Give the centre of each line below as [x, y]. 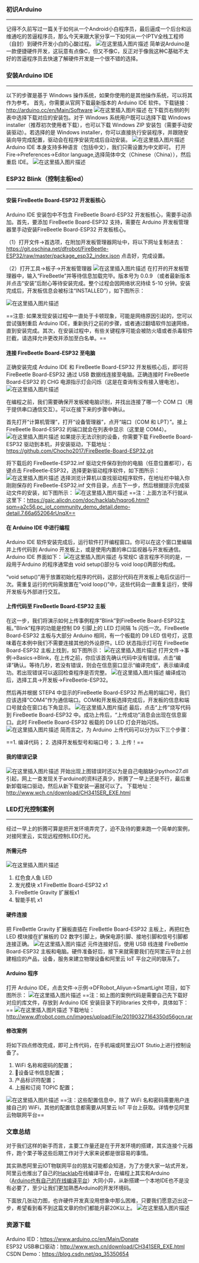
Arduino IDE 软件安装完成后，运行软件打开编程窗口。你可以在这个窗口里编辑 [99, 542]
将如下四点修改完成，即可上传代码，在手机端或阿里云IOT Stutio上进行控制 [96, 1045]
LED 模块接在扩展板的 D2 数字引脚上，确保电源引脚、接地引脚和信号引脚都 [97, 936]
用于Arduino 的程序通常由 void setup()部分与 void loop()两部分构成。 [95, 564]
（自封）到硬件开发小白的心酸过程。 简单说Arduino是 [98, 44]
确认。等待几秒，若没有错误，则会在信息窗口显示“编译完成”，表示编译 [99, 665]
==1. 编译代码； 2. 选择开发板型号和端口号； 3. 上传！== [75, 742]
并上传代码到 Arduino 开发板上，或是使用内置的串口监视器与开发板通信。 [95, 549]
